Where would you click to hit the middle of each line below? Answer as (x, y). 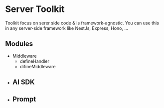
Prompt (24, 99)
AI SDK (23, 82)
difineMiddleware (38, 66)
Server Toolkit (35, 9)
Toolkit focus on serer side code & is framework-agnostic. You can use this (82, 23)
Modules (19, 44)
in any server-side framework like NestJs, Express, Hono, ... (67, 28)
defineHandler (35, 61)
